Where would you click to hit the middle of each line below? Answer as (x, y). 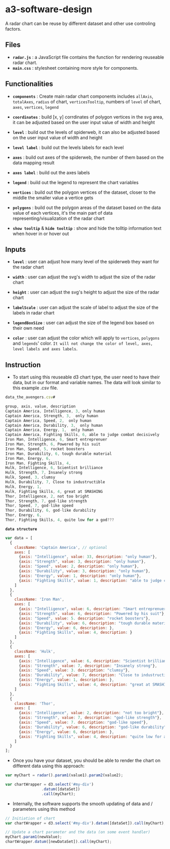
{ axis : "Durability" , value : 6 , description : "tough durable (84, 623)
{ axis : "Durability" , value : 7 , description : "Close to (79, 675)
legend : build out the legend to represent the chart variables (76, 182)
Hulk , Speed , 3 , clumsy (30, 477)
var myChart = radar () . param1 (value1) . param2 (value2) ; (64, 775)
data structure (21, 529)
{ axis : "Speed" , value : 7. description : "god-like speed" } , (83, 723)
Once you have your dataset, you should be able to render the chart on (87, 760)
